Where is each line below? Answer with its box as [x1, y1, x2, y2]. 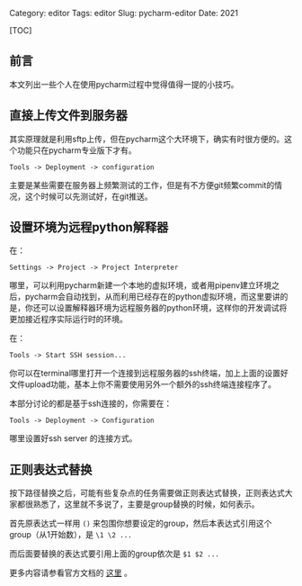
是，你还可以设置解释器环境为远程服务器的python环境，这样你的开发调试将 [9, 302, 288, 313]
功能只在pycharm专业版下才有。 [16, 144, 137, 156]
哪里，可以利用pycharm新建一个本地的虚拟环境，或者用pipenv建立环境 [9, 280, 272, 291]
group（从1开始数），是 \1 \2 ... [9, 529, 132, 540]
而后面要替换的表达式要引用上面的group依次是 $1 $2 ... [9, 548, 220, 559]
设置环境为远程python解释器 [9, 220, 169, 235]
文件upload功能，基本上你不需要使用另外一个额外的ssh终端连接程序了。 [9, 379, 277, 390]
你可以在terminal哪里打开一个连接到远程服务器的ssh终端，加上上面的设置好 [9, 368, 289, 379]
